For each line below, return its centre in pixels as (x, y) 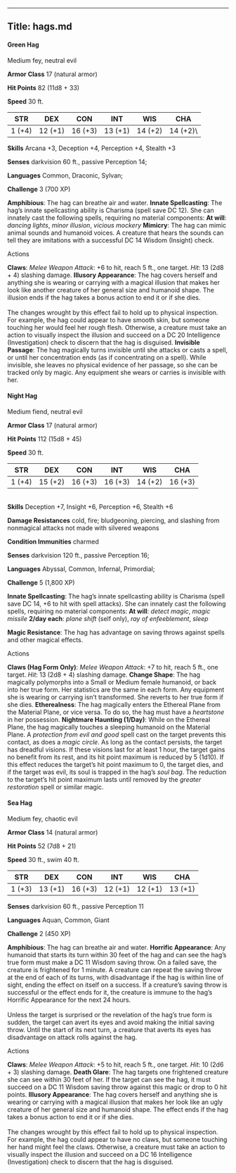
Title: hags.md (40, 26)
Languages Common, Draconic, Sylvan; (65, 175)
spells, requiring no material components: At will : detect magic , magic (109, 611)
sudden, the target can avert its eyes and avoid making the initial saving (111, 1022)
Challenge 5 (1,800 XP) (41, 582)
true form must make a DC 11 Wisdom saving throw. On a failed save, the (112, 962)
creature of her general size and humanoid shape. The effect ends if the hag (118, 1110)
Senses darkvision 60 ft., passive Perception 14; (77, 161)
